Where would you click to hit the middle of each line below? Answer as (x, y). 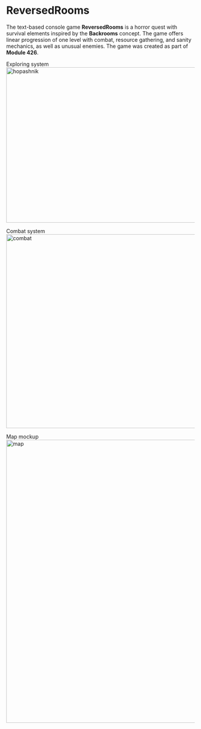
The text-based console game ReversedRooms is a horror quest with (92, 27)
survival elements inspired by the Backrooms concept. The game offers (95, 33)
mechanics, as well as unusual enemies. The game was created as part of (97, 46)
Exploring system (28, 64)
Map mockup (22, 436)
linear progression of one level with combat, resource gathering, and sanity (99, 40)
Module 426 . (22, 52)
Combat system (26, 231)
